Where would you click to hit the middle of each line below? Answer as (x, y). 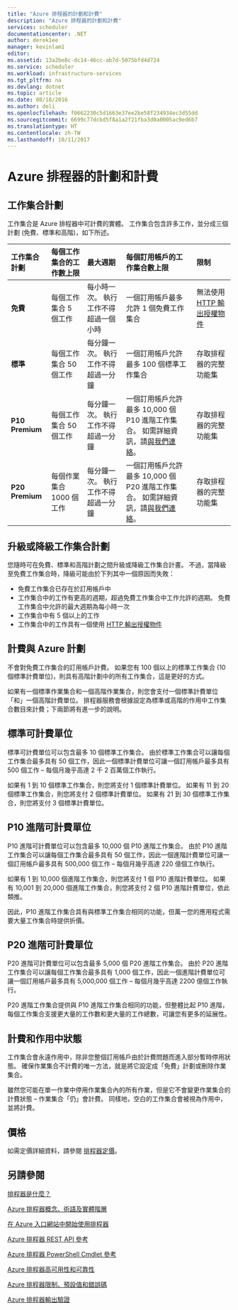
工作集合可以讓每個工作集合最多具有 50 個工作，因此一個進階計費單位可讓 (115, 854)
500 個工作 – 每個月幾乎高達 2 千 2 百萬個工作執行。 (84, 770)
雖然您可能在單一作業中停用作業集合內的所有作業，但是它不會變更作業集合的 (119, 1090)
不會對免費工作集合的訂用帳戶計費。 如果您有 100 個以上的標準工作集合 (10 (117, 667)
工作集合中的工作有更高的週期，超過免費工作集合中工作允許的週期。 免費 (124, 598)
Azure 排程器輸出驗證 (39, 1299)
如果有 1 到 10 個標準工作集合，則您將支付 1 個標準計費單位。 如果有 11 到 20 (118, 785)
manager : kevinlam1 (36, 47)
